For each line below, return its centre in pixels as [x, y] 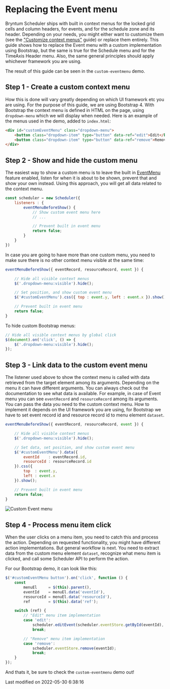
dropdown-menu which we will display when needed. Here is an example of [81, 115]
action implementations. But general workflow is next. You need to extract [82, 548]
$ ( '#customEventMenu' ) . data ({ [46, 452]
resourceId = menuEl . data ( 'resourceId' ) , [68, 597]
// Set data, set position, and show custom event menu [75, 447]
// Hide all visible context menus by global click [61, 335]
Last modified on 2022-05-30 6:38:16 [45, 682]
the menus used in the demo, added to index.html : [58, 121]
